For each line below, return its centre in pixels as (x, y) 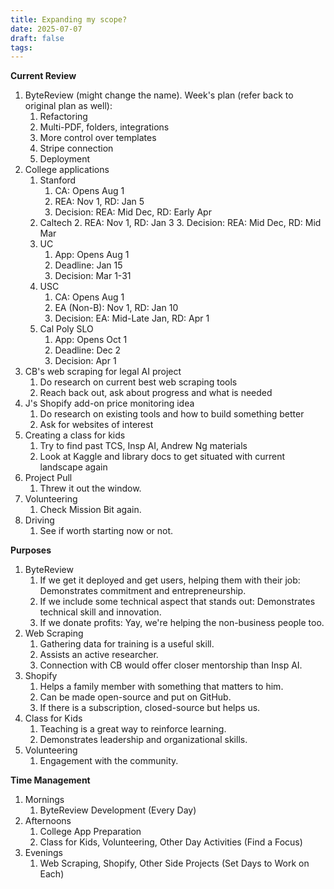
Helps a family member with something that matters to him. (161, 687)
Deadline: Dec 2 (88, 350)
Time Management (50, 780)
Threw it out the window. (90, 488)
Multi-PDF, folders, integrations (104, 127)
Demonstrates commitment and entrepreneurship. (143, 591)
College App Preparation (90, 832)
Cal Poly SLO (66, 329)
